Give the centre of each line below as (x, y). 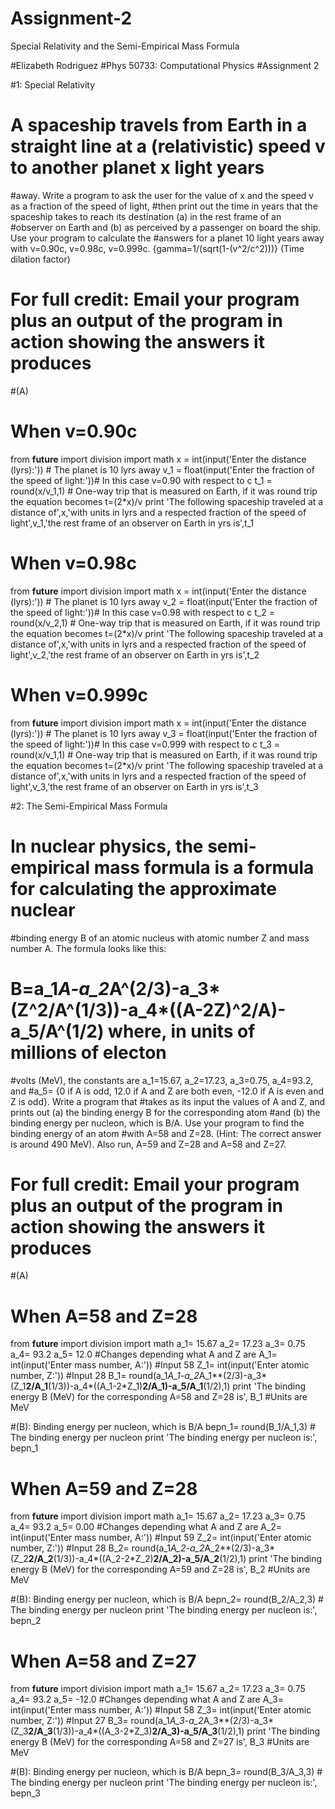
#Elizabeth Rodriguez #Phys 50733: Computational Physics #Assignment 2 (165, 65)
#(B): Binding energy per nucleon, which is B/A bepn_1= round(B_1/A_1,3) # (163, 1427)
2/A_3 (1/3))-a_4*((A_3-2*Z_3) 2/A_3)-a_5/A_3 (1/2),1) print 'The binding (174, 1731)
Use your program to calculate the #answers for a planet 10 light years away (167, 238)
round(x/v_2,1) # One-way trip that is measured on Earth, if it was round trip (165, 623)
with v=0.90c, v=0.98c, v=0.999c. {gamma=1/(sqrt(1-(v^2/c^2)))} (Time (157, 248)
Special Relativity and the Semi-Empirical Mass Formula (125, 46)
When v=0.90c (74, 431)
